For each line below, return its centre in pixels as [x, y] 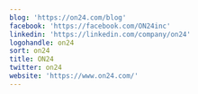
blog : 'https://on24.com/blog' [68, 17]
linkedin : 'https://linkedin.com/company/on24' [100, 34]
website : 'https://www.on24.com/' [74, 76]
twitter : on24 [36, 68]
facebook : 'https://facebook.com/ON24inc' [90, 26]
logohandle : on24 [42, 43]
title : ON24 [31, 59]
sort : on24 [30, 51]
